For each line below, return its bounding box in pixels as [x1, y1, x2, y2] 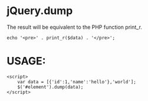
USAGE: [6, 55, 46, 68]
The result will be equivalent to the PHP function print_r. [6, 23, 142, 31]
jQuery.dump [6, 4, 73, 18]
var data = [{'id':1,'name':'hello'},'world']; [17, 79, 136, 85]
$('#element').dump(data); [17, 84, 84, 90]
